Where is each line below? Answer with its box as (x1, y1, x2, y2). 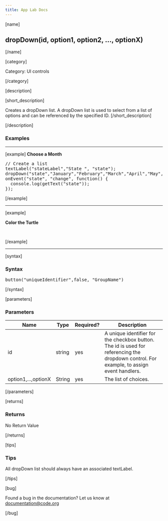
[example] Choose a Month (5, 151, 62, 157)
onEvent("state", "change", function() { (5, 176, 108, 181)
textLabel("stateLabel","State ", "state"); (5, 166, 116, 171)
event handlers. (104, 367, 141, 374)
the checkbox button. (104, 336, 154, 343)
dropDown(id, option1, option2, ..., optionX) (5, 36, 143, 44)
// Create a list (5, 161, 47, 166)
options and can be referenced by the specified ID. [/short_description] (5, 112, 151, 118)
